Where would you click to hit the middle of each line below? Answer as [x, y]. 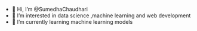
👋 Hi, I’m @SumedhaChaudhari [50, 9]
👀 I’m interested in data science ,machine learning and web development [101, 15]
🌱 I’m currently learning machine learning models [72, 22]
